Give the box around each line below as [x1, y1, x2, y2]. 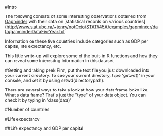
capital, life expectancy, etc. [5, 44, 62, 49]
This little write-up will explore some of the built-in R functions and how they [5, 53, 158, 59]
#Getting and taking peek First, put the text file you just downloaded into [5, 67, 150, 73]
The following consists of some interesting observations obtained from [5, 14, 147, 19]
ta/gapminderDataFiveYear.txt [5, 29, 65, 34]
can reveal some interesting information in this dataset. [5, 58, 115, 63]
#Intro [5, 4, 17, 10]
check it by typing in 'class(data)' [5, 97, 72, 103]
